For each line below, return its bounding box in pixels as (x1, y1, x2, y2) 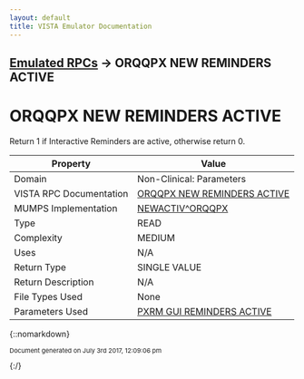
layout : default (9, 13, 71, 23)
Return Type (14, 260, 66, 273)
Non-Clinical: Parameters (137, 172, 247, 185)
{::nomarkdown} (9, 328, 71, 339)
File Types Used (14, 290, 83, 303)
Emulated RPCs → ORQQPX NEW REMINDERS (9, 55, 272, 71)
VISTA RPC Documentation (14, 187, 129, 199)
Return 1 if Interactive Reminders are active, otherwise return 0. (9, 135, 246, 146)
